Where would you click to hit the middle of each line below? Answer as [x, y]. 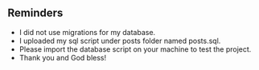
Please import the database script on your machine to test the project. [135, 49]
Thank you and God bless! [62, 57]
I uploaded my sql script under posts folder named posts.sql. [120, 41]
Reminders [35, 13]
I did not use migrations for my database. [87, 32]
